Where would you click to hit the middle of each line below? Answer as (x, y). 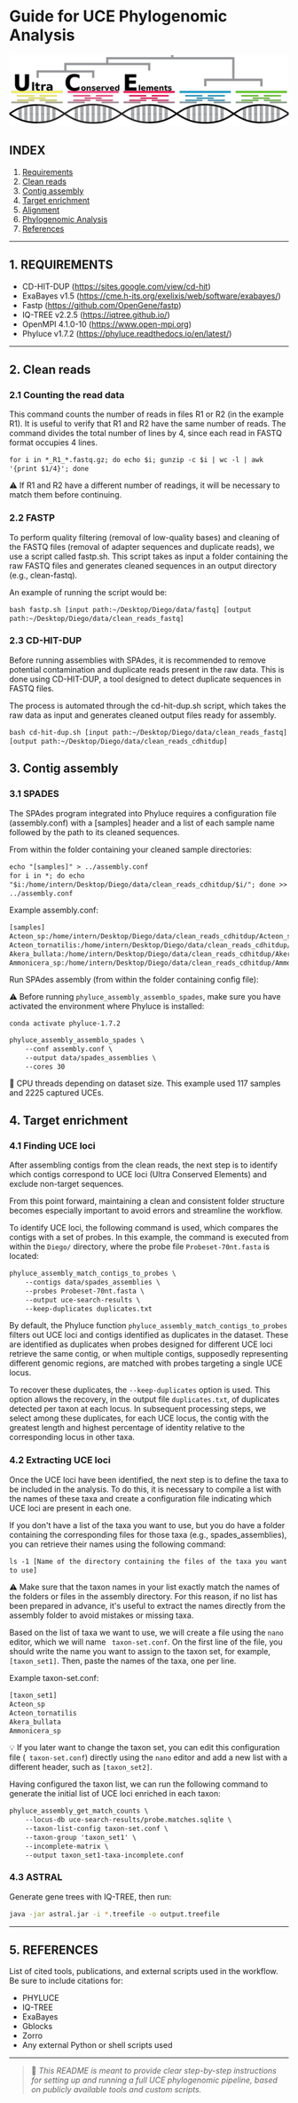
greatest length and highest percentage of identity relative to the (127, 1428)
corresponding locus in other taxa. (72, 1438)
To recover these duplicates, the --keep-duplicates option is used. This (140, 1390)
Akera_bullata (35, 1722)
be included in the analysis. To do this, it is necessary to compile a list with (145, 1489)
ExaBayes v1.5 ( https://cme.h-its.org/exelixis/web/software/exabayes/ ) (151, 296)
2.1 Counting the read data (67, 394)
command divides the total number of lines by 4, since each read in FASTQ (145, 434)
